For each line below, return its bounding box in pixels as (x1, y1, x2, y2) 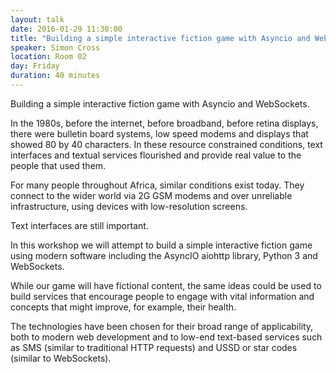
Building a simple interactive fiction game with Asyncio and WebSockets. (10, 97, 310, 110)
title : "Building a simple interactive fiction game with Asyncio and (10, 33, 311, 43)
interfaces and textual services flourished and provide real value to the (10, 149, 302, 161)
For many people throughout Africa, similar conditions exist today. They (10, 179, 305, 191)
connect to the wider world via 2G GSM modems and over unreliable (10, 189, 293, 201)
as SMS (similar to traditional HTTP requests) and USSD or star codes (10, 341, 298, 353)
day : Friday (10, 61, 60, 71)
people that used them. (10, 159, 107, 171)
